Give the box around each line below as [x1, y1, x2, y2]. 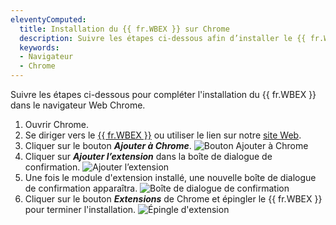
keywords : [19, 42, 60, 53]
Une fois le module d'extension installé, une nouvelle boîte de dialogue [24, 172, 317, 183]
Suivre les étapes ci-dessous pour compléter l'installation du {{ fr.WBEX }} [10, 89, 317, 100]
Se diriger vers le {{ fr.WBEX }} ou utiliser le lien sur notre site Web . [24, 129, 302, 141]
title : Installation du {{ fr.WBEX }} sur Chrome [19, 24, 230, 34]
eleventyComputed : [10, 14, 87, 25]
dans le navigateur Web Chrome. [10, 99, 146, 111]
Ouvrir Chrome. [24, 119, 90, 130]
